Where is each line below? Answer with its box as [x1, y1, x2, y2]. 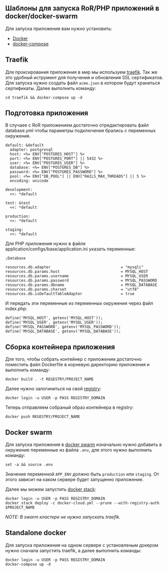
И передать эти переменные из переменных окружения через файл [5, 300, 153, 306]
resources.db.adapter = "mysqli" [5, 265, 144, 270]
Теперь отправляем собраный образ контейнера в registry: [5, 404, 134, 410]
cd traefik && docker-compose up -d [5, 95, 82, 100]
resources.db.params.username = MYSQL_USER [5, 274, 148, 279]
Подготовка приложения [5, 109, 89, 117]
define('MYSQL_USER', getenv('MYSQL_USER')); [5, 320, 103, 325]
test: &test [5, 201, 30, 206]
